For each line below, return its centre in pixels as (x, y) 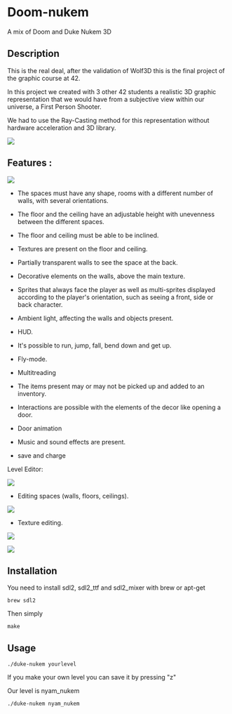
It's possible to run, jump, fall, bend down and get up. (94, 345)
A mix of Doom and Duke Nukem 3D (60, 32)
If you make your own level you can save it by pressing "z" (92, 677)
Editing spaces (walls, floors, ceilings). (73, 496)
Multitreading (36, 372)
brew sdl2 (22, 601)
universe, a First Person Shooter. (54, 107)
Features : (30, 163)
